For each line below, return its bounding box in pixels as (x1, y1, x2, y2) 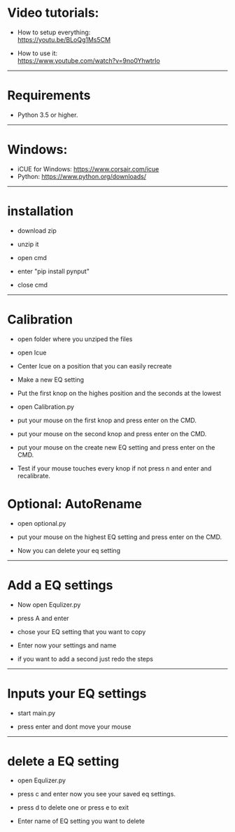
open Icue (17, 348, 47, 357)
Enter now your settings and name (17, 641, 117, 650)
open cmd (17, 253, 47, 261)
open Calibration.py (17, 402, 75, 410)
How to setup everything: (17, 28, 91, 36)
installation (7, 203, 74, 219)
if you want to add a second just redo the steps (17, 654, 154, 663)
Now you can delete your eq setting (17, 546, 121, 554)
